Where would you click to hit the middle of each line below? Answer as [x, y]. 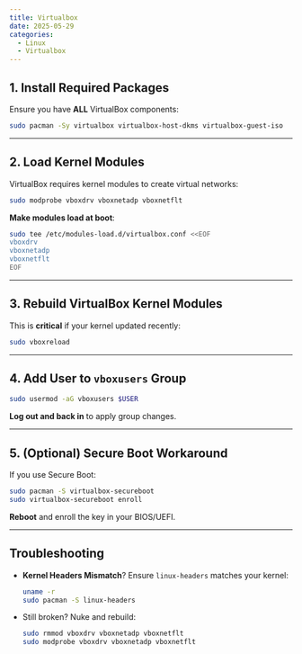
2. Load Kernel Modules [77, 162]
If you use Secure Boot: [53, 475]
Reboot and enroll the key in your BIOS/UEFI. [93, 516]
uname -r [39, 591]
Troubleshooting [57, 554]
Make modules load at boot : [62, 218]
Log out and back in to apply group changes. [93, 417]
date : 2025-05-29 [42, 26]
